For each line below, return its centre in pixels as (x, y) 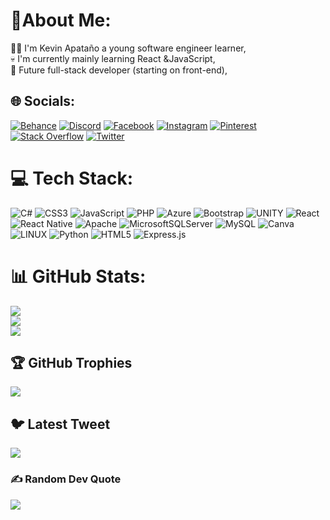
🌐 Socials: (43, 101)
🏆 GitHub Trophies (71, 363)
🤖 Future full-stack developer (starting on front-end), (119, 70)
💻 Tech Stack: (72, 178)
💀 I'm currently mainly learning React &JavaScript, (113, 58)
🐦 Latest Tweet (60, 424)
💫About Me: (61, 20)
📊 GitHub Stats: (78, 276)
